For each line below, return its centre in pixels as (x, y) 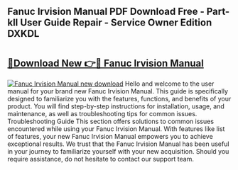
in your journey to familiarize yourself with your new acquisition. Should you (118, 151)
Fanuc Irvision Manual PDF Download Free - (106, 12)
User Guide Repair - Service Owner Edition (116, 23)
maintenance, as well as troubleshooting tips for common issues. (102, 114)
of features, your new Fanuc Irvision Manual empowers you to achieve (110, 136)
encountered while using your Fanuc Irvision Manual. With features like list (116, 129)
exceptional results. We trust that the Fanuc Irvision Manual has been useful (118, 144)
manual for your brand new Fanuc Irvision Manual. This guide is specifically (118, 91)
